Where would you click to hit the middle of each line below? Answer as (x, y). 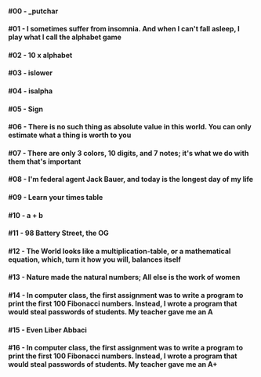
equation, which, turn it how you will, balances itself (95, 259)
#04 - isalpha (31, 91)
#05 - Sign (25, 109)
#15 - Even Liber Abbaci (48, 330)
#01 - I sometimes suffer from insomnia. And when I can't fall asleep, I (124, 29)
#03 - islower (31, 73)
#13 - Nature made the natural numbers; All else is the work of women (124, 277)
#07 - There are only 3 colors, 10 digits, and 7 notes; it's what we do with (129, 153)
